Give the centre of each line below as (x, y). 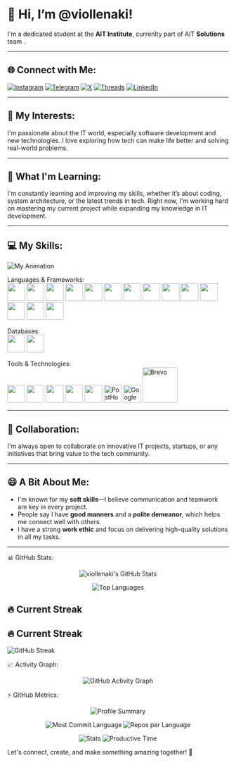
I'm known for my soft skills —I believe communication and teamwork (118, 499)
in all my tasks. (39, 536)
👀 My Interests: (41, 116)
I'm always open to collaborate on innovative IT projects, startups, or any (113, 446)
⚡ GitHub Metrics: (33, 695)
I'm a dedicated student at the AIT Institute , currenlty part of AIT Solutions (116, 34)
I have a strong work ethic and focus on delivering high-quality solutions (123, 529)
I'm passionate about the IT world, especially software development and (112, 132)
